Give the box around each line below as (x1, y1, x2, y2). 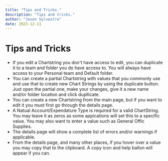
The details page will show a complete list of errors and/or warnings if (12, 129, 157, 135)
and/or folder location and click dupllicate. (12, 91, 100, 98)
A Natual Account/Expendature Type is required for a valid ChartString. (12, 107, 159, 113)
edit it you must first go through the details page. (12, 102, 114, 108)
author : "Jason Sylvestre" (5, 17, 62, 22)
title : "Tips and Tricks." (5, 7, 62, 13)
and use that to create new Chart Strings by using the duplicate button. (12, 81, 159, 87)
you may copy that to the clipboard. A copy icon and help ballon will (12, 145, 153, 151)
